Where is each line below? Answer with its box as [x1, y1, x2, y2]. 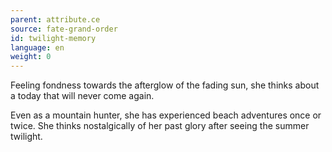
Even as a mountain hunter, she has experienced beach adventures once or [10, 109, 322, 121]
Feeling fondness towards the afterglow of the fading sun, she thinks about [10, 79, 320, 91]
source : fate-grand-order [10, 24, 118, 34]
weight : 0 [10, 52, 52, 62]
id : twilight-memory [10, 33, 97, 43]
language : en [10, 42, 65, 53]
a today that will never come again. [10, 90, 155, 102]
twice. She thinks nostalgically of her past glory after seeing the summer [10, 120, 310, 132]
